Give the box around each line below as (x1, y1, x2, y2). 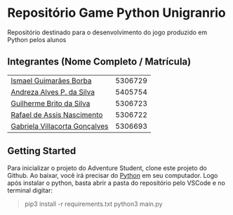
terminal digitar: (7, 186, 53, 194)
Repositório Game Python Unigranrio (7, 5, 226, 21)
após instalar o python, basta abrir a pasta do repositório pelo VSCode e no (7, 179, 226, 187)
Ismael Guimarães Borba (11, 76, 92, 85)
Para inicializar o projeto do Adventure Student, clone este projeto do (7, 163, 207, 172)
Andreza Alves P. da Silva (11, 87, 95, 97)
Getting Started (7, 145, 76, 157)
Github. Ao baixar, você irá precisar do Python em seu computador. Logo (7, 171, 218, 179)
